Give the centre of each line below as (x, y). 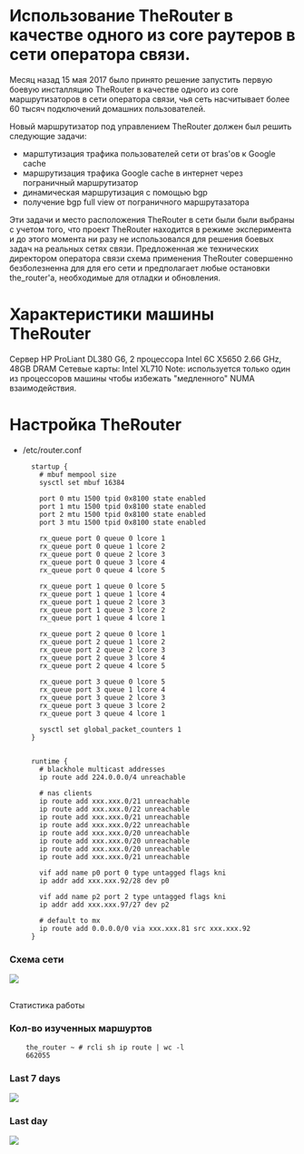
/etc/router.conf (52, 450)
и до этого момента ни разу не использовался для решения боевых (142, 238)
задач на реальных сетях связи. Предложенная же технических (134, 248)
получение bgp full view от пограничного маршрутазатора (136, 202)
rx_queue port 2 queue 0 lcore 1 (103, 633)
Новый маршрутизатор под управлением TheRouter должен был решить (151, 126)
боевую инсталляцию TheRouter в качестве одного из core (124, 89)
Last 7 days (35, 1078)
